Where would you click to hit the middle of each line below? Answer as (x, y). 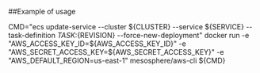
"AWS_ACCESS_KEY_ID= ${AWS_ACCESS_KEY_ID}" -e (97, 44)
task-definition (32, 35)
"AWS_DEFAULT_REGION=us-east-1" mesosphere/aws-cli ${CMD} (117, 60)
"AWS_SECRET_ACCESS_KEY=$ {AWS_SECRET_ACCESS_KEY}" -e (116, 52)
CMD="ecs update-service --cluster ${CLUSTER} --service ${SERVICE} (126, 27)
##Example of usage (42, 12)
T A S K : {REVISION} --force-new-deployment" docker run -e (153, 35)
